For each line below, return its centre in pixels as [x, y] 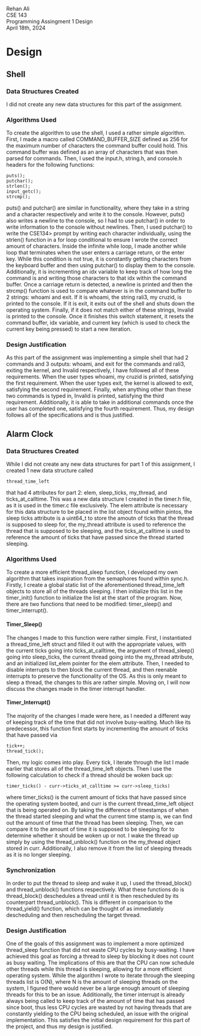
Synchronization [31, 870]
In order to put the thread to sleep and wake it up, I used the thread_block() [99, 883]
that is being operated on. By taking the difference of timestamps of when [97, 810]
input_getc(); [24, 191]
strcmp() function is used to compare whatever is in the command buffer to [99, 291]
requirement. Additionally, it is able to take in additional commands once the [100, 402]
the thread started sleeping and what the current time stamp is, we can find [100, 816]
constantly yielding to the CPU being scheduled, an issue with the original [97, 1014]
